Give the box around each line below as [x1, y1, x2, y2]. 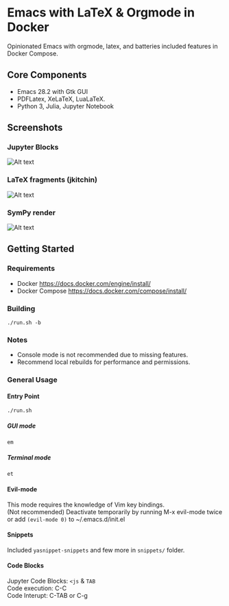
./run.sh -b [7, 319, 41, 326]
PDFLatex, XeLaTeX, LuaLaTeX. [16, 95, 106, 103]
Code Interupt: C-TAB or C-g [7, 591, 88, 599]
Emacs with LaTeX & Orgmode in [7, 5, 195, 21]
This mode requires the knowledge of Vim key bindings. [7, 500, 165, 509]
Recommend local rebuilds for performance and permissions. [16, 358, 191, 366]
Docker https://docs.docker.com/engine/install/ [16, 279, 151, 287]
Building [7, 304, 36, 313]
